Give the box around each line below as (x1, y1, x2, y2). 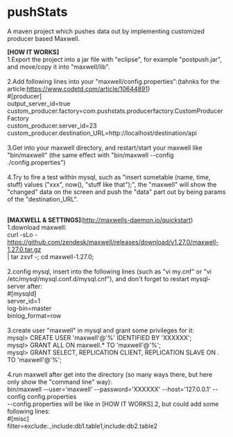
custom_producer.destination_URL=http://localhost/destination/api (7, 129, 198, 137)
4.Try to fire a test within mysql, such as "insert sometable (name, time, (7, 172, 211, 181)
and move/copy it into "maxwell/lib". (7, 62, 110, 71)
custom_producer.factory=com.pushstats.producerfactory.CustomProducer (7, 107, 223, 115)
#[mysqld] (7, 289, 37, 298)
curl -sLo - (7, 230, 38, 239)
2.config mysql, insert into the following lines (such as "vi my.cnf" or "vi (7, 267, 212, 276)
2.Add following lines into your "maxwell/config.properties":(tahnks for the (7, 77, 220, 85)
